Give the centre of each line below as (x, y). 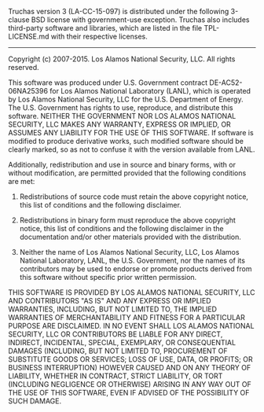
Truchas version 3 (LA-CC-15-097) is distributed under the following (119, 11)
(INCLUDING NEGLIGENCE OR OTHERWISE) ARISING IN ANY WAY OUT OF (130, 384)
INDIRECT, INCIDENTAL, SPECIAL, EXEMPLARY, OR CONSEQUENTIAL (122, 342)
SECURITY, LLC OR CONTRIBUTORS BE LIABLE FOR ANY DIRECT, (115, 334)
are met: (22, 181)
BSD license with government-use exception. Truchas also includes (140, 20)
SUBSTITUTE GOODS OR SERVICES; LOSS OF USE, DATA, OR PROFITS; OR (130, 359)
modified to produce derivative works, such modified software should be (126, 141)
